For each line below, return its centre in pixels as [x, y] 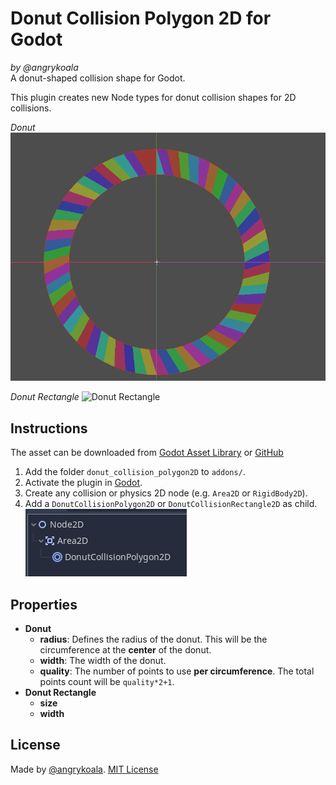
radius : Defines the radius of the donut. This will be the [153, 639]
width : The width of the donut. [103, 661]
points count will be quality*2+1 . [107, 682]
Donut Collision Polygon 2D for [141, 18]
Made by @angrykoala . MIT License [84, 769]
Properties [44, 604]
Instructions [49, 428]
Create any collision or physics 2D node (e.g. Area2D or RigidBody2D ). [166, 493]
